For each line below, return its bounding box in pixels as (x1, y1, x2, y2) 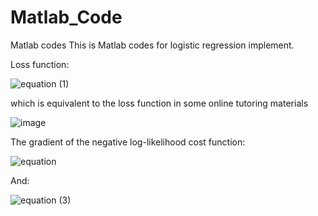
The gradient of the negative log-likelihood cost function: (10, 136, 246, 148)
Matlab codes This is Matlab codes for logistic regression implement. (10, 39, 295, 51)
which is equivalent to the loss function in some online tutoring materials (10, 97, 309, 109)
